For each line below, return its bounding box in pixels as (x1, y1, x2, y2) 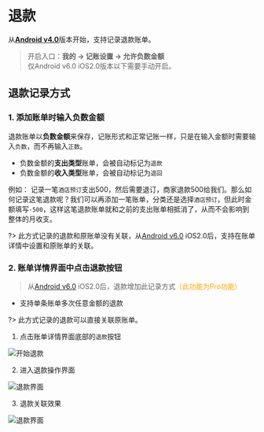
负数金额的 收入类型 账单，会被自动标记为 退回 (19, 168, 163, 177)
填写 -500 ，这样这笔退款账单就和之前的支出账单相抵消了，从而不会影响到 (14, 204, 250, 213)
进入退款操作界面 (19, 365, 75, 375)
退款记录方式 (8, 87, 71, 100)
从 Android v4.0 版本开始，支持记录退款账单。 (8, 35, 156, 44)
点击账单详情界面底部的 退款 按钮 (19, 331, 122, 341)
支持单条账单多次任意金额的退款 (19, 298, 123, 308)
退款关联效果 (19, 398, 61, 408)
